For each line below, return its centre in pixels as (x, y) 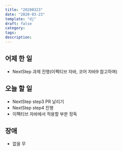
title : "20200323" (24, 10)
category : (15, 28)
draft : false (19, 24)
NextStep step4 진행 (33, 107)
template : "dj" (21, 19)
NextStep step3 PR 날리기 (38, 101)
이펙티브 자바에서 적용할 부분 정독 (45, 114)
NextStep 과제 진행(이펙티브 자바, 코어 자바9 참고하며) (65, 71)
